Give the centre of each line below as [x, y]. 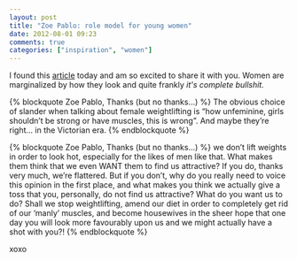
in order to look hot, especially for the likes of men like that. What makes [141, 157]
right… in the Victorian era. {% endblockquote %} [99, 130]
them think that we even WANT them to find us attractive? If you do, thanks [146, 166]
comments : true [37, 42]
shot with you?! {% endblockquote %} [78, 232]
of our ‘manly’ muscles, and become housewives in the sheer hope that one [148, 213]
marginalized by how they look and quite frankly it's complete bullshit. [137, 85]
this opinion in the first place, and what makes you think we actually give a [145, 185]
